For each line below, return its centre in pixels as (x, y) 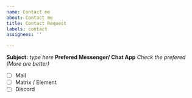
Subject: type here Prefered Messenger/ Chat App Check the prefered (96, 57)
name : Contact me (28, 12)
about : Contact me (30, 18)
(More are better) (28, 64)
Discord (25, 89)
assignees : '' (24, 35)
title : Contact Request (37, 23)
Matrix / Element (36, 82)
